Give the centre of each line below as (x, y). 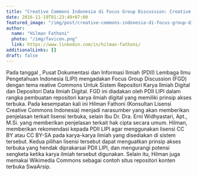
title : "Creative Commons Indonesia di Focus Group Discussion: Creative (99, 12)
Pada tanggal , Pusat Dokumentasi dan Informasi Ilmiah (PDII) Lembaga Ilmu (98, 72)
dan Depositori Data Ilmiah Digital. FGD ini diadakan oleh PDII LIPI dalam (93, 91)
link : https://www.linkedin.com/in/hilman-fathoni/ (76, 45)
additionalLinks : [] (32, 50)
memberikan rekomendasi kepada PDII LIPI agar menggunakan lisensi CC (95, 129)
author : (16, 28)
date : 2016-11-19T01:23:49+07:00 (47, 17)
